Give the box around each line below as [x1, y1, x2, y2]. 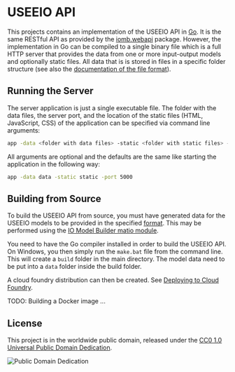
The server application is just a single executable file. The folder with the [7, 103, 217, 112]
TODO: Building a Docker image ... [7, 297, 106, 305]
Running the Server [7, 85, 94, 97]
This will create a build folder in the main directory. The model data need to [7, 255, 225, 263]
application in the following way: [7, 159, 100, 168]
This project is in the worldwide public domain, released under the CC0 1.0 [7, 336, 222, 345]
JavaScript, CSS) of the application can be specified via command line [7, 119, 211, 127]
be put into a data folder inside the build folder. [7, 263, 142, 271]
